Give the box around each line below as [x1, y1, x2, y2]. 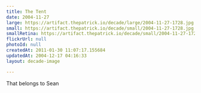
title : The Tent [6, 8, 47, 15]
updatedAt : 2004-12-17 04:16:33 [6, 53, 87, 59]
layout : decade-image [6, 58, 60, 64]
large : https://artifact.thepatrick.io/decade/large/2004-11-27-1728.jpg [6, 20, 194, 25]
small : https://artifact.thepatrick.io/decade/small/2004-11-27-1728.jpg [6, 25, 194, 31]
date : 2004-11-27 [6, 14, 50, 20]
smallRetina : [6, 31, 39, 37]
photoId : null [6, 42, 42, 48]
